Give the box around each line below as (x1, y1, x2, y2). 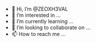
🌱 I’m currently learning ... (11, 18, 74, 24)
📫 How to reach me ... (11, 31, 66, 37)
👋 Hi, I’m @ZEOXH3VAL (11, 6, 68, 12)
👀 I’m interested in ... (11, 12, 61, 19)
